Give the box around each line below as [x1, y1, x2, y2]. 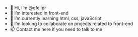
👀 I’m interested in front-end [10, 10, 69, 16]
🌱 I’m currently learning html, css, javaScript [10, 15, 102, 21]
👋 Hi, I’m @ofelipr [10, 5, 46, 10]
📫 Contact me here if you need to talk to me [10, 26, 102, 32]
